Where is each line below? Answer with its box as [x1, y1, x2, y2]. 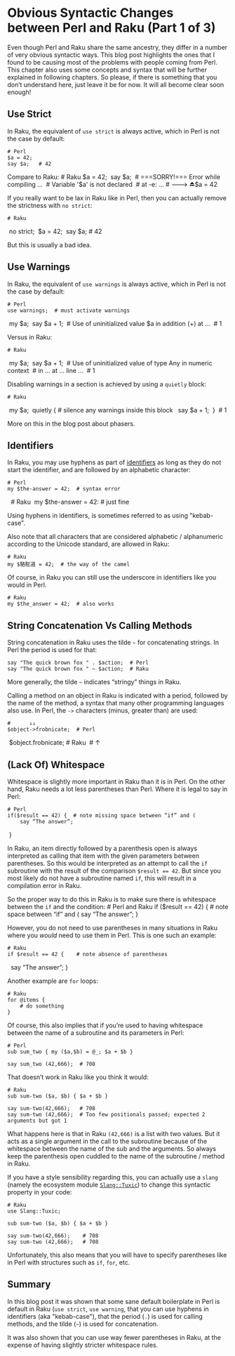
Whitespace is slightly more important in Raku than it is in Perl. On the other [7, 778, 226, 785]
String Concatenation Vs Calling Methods [7, 620, 193, 632]
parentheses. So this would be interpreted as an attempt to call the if [7, 859, 208, 867]
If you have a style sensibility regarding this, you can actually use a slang [7, 1173, 219, 1181]
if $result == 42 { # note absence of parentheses [7, 951, 168, 958]
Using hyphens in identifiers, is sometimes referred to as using [7, 511, 188, 520]
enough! [7, 88, 32, 96]
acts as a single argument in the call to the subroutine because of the [7, 1137, 208, 1145]
